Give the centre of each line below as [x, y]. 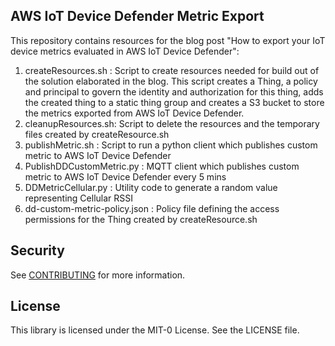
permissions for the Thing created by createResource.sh [141, 219]
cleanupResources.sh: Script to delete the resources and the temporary [172, 123]
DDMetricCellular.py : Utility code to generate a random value [151, 187]
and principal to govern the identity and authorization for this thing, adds [174, 91]
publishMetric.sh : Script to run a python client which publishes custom [171, 145]
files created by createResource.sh [97, 134]
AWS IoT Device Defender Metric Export [137, 16]
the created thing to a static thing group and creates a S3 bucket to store [174, 102]
